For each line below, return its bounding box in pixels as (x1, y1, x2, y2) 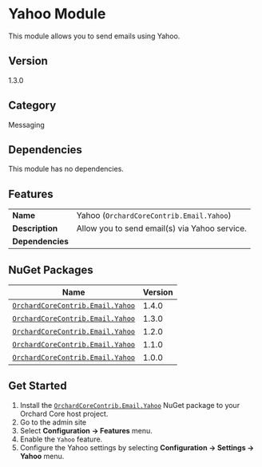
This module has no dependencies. (8, 164, 124, 174)
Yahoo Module (8, 5, 106, 23)
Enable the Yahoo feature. (19, 434, 103, 444)
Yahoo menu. (19, 451, 65, 461)
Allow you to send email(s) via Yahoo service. (76, 223, 248, 234)
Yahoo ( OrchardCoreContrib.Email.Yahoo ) (76, 210, 232, 221)
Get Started (8, 379, 67, 393)
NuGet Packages (8, 263, 93, 276)
